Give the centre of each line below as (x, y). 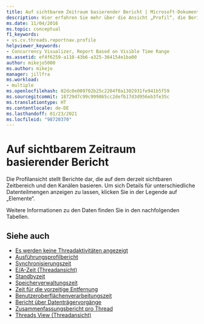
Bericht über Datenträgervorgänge (58, 302)
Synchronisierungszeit (43, 263)
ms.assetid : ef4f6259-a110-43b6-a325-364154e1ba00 (72, 57)
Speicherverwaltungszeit (46, 283)
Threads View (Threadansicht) (53, 315)
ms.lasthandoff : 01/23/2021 (42, 114)
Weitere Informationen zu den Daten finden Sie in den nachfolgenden (93, 210)
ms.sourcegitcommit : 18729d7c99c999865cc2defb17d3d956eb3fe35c (88, 97)
